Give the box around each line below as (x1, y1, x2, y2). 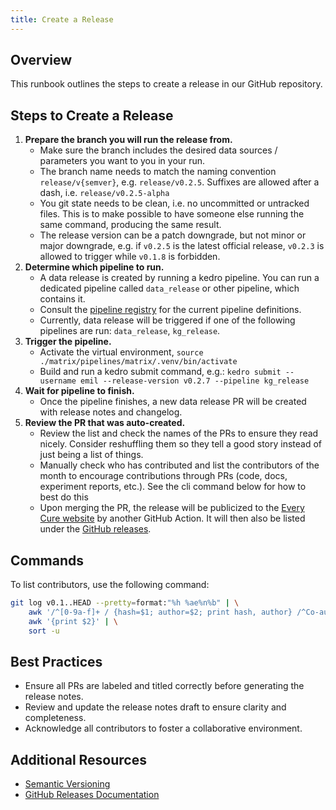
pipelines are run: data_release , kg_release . (39, 325, 221, 337)
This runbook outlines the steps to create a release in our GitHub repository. (10, 78, 323, 90)
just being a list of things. (39, 449, 144, 461)
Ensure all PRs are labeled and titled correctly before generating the (24, 680, 305, 692)
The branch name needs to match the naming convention (39, 166, 277, 178)
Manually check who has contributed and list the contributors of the (39, 459, 320, 471)
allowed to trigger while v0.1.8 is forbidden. (39, 251, 221, 263)
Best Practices (10, 653, 103, 670)
